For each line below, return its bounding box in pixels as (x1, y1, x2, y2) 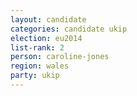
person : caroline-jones (10, 52, 110, 62)
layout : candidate (10, 14, 87, 25)
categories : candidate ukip (10, 24, 128, 34)
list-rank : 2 (10, 42, 65, 53)
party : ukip (10, 71, 60, 81)
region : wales (10, 61, 70, 71)
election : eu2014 (10, 33, 83, 43)
